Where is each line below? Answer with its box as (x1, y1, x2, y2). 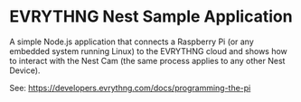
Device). (9, 65, 41, 76)
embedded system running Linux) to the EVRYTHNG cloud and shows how (9, 45, 287, 56)
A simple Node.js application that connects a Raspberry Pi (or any (9, 36, 255, 47)
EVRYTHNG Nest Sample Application (9, 6, 293, 27)
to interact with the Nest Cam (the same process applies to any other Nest (9, 55, 286, 66)
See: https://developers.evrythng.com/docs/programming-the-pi (9, 82, 251, 93)
